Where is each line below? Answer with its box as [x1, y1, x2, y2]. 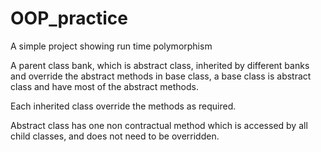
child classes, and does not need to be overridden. [10, 130, 220, 142]
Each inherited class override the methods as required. [10, 100, 237, 112]
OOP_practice [10, 7, 128, 30]
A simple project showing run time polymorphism [10, 40, 213, 52]
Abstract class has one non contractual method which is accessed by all [10, 119, 308, 131]
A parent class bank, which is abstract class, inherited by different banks [10, 59, 310, 71]
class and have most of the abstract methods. [10, 80, 199, 92]
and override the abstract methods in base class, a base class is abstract [10, 70, 312, 82]
